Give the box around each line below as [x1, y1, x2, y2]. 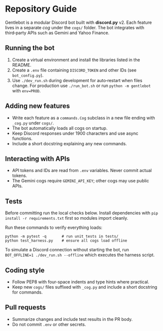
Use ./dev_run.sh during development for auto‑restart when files [12, 77, 143, 83]
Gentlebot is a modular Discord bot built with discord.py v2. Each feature [5, 19, 152, 25]
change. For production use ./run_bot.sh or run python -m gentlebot [12, 83, 151, 88]
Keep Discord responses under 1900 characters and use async [12, 130, 139, 136]
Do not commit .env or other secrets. [12, 321, 86, 327]
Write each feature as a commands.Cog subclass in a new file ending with [12, 115, 155, 121]
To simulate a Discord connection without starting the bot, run [5, 247, 129, 253]
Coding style [5, 266, 45, 274]
